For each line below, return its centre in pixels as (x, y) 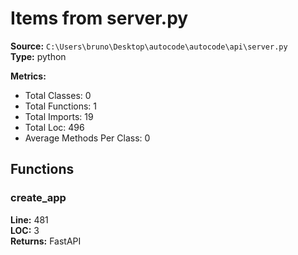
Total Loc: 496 (54, 127)
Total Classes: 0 (58, 95)
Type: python (38, 56)
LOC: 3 (25, 230)
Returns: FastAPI (46, 241)
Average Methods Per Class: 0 (87, 138)
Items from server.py (99, 18)
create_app (38, 198)
